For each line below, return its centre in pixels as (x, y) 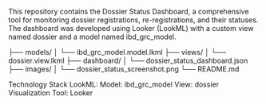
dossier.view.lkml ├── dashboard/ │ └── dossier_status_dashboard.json (128, 60)
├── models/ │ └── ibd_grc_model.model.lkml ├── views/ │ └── (117, 52)
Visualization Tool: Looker (51, 93)
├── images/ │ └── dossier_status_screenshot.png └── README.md (124, 69)
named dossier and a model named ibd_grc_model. (93, 37)
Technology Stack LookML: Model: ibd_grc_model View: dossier (114, 84)
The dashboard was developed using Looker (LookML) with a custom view (131, 28)
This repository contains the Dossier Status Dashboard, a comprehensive (129, 12)
